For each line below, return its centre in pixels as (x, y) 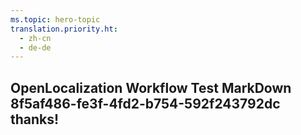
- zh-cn (35, 38)
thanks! (35, 119)
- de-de (35, 47)
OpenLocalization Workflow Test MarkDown (151, 87)
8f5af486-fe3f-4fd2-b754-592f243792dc (145, 103)
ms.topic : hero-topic (55, 19)
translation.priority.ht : (64, 29)
